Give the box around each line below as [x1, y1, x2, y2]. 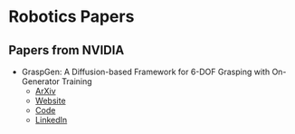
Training [62, 76, 92, 87]
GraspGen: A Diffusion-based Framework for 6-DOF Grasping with [21, 66, 271, 77]
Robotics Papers [8, 6, 135, 27]
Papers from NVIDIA [8, 43, 125, 58]
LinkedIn [34, 115, 68, 125]
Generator [21, 76, 61, 87]
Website [34, 95, 66, 106]
